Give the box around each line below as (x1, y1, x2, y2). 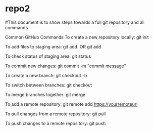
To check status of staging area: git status (5, 53, 91, 59)
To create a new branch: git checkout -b (5, 72, 88, 78)
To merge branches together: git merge (5, 91, 86, 97)
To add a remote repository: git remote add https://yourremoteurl (5, 101, 138, 107)
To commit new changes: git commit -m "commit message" (5, 63, 126, 69)
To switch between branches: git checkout (5, 82, 92, 88)
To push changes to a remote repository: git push (5, 120, 106, 126)
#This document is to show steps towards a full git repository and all (5, 19, 145, 25)
